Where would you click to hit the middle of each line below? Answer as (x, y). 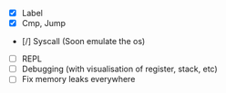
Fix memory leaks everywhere (78, 79)
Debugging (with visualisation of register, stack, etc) (119, 69)
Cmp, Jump (43, 23)
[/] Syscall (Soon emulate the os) (83, 42)
